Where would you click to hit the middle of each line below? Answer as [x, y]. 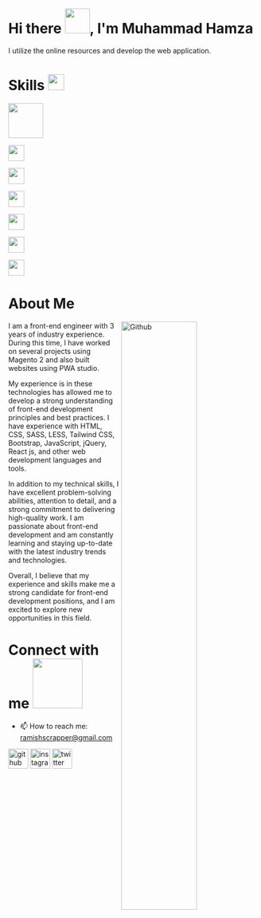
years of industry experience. [56, 334]
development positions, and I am [62, 601]
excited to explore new [46, 609]
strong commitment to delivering [62, 509]
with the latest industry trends [57, 551]
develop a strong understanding [61, 400]
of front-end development [51, 409]
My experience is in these [51, 384]
